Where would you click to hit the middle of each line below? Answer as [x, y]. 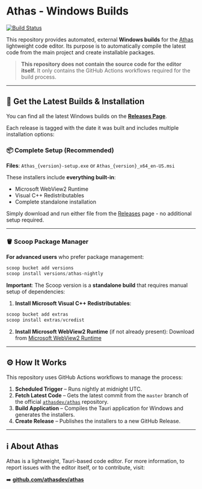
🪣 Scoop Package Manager [47, 241]
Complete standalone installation [55, 202]
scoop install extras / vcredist [45, 320]
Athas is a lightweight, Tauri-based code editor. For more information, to [95, 461]
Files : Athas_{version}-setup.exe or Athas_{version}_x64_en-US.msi [91, 166]
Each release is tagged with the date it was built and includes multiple [93, 127]
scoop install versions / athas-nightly [55, 274]
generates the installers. [45, 414]
